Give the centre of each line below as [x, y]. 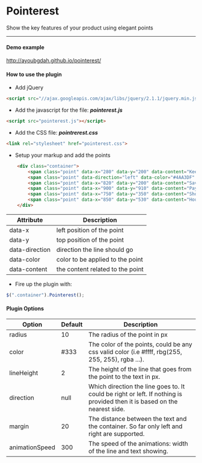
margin [19, 426]
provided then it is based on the [133, 402]
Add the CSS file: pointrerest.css [56, 133]
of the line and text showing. [128, 451]
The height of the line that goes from [140, 369]
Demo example [26, 47]
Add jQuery [29, 88]
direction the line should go [95, 250]
